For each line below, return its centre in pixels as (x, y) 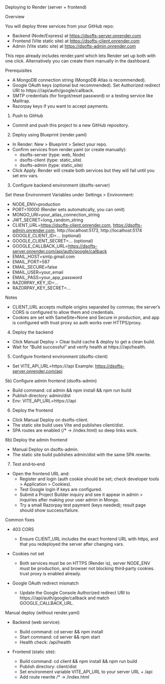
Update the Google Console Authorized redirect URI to (75, 593)
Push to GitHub (28, 116)
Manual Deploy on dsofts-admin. (45, 449)
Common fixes (20, 520)
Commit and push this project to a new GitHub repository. (70, 125)
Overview (15, 16)
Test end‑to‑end (29, 464)
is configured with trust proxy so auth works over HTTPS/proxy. (77, 323)
